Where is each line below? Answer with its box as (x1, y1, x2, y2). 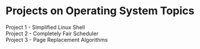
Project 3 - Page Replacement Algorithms (5, 36, 108, 43)
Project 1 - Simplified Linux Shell (5, 24, 85, 31)
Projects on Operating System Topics (5, 4, 195, 18)
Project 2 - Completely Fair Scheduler (5, 30, 99, 37)
